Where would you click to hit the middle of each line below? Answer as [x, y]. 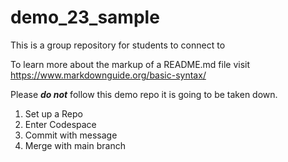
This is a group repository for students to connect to [118, 45]
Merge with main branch [75, 145]
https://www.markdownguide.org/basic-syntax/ [108, 75]
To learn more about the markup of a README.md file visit [130, 64]
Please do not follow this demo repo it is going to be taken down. [144, 94]
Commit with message [71, 135]
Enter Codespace [60, 124]
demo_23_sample [85, 17]
